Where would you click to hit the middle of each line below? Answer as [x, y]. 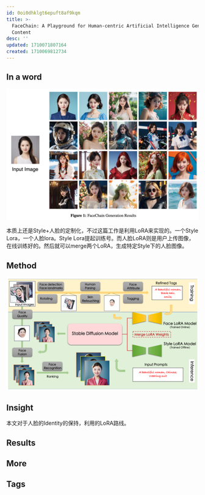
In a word [24, 77]
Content [22, 32]
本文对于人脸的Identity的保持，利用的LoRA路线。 [68, 423]
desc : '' [17, 39]
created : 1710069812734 [37, 52]
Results [21, 443]
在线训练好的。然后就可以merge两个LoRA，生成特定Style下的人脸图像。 [97, 246]
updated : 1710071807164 [37, 45]
